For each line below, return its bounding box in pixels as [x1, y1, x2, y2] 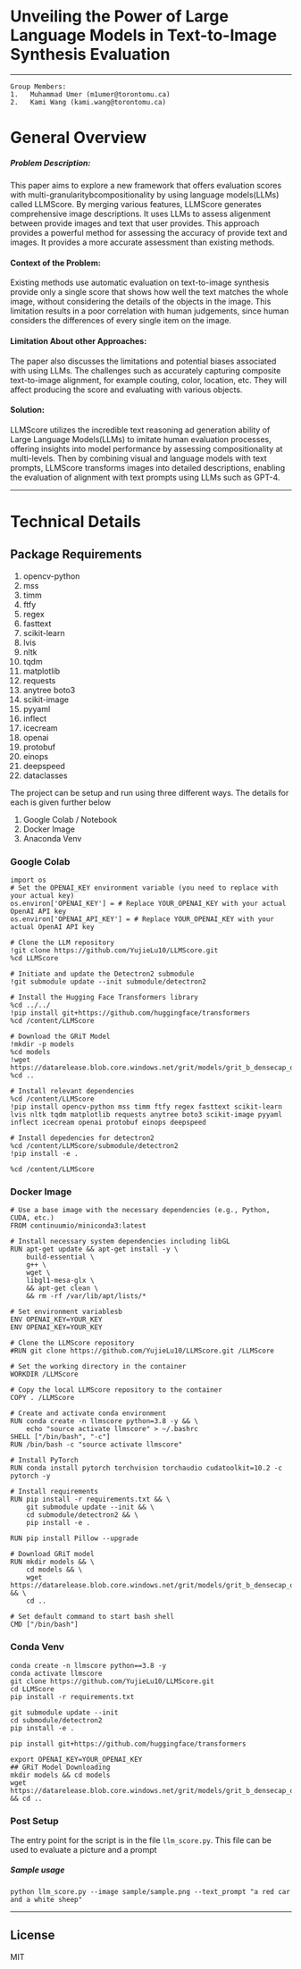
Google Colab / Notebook [22, 814, 118, 825]
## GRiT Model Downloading [10, 1763, 111, 1772]
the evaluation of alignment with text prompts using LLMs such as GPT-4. [10, 472, 280, 482]
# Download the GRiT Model [10, 1032, 111, 1041]
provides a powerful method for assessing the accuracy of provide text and [10, 228, 288, 239]
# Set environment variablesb [10, 1307, 123, 1317]
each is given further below [10, 797, 111, 808]
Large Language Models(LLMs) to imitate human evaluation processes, [10, 433, 272, 444]
